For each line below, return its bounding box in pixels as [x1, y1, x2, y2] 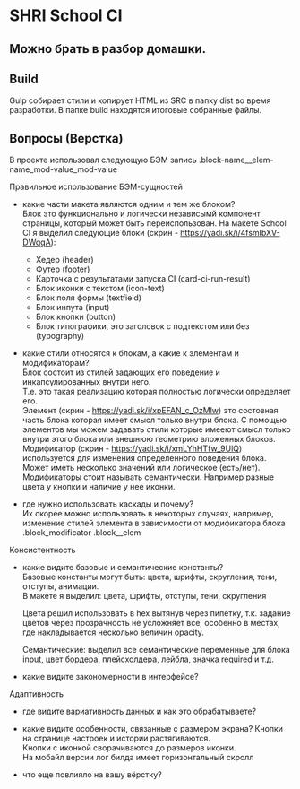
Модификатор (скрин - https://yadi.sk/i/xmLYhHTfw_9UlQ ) [21, 443, 243, 454]
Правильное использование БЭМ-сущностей [9, 181, 184, 193]
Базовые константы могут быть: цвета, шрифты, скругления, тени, [21, 571, 278, 583]
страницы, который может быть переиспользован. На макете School [21, 218, 287, 229]
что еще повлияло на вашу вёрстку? [21, 769, 163, 780]
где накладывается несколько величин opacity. [21, 627, 204, 637]
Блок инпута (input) [35, 302, 110, 313]
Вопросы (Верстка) [9, 131, 124, 146]
